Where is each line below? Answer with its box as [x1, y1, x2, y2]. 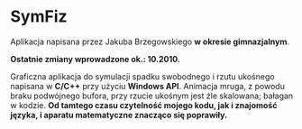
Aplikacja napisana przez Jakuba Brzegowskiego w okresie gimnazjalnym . [10, 36, 289, 47]
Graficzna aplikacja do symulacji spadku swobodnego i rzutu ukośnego [10, 70, 275, 82]
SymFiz [10, 6, 68, 27]
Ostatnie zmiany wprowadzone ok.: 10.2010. [10, 53, 181, 64]
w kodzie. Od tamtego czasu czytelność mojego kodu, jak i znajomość [10, 99, 278, 110]
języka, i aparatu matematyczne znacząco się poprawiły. [10, 109, 228, 120]
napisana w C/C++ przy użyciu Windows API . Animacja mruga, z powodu [10, 80, 285, 91]
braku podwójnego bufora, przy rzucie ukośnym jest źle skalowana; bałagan [10, 90, 294, 101]
